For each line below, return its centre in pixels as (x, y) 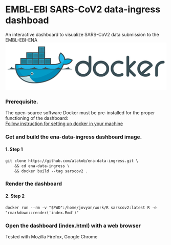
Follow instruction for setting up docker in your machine (64, 124)
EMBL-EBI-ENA (21, 40)
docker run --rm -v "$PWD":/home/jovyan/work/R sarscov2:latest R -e (81, 208)
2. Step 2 (15, 196)
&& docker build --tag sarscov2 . (51, 171)
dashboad (27, 20)
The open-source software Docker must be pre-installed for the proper (80, 113)
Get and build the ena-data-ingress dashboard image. (74, 137)
